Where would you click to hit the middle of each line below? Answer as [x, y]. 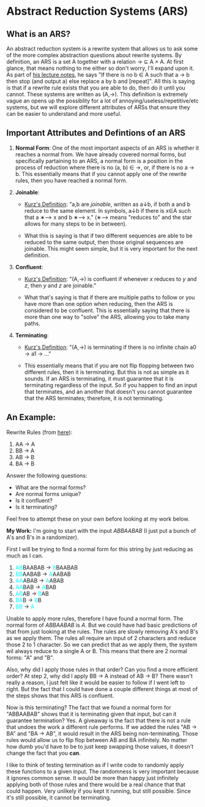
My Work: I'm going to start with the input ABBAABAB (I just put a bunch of [101, 530]
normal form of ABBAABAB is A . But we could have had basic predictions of [102, 625]
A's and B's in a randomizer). [43, 537]
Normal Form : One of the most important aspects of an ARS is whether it [107, 148]
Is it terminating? [36, 507]
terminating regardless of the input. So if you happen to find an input [111, 385]
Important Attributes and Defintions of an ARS [96, 133]
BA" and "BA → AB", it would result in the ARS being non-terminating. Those [102, 733]
